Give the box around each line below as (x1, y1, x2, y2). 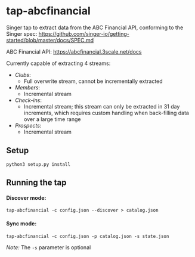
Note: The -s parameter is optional (6, 243, 91, 251)
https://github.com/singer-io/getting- (38, 30, 130, 37)
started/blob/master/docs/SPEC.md (6, 36, 94, 44)
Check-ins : (14, 97, 42, 104)
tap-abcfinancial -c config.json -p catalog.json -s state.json (6, 233, 169, 239)
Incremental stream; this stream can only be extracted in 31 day (23, 103, 180, 110)
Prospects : (14, 122, 42, 129)
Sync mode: (6, 219, 37, 227)
